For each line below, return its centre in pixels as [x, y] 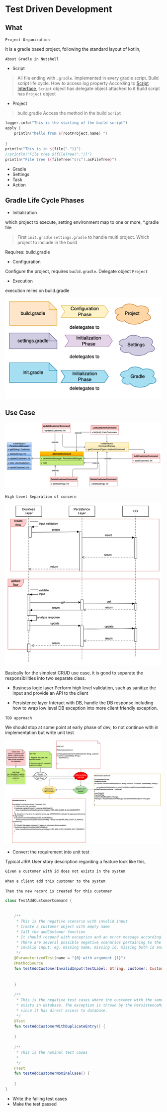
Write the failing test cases [40, 1099]
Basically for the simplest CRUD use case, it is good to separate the [74, 673]
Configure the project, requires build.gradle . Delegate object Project [77, 271]
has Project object [37, 94]
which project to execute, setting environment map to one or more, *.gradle [82, 222]
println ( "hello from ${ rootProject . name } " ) [61, 133]
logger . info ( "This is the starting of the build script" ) [66, 123]
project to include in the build [47, 242]
